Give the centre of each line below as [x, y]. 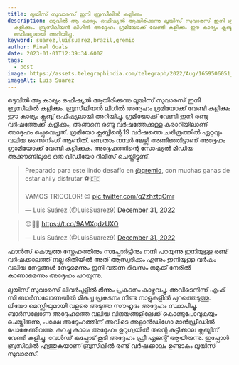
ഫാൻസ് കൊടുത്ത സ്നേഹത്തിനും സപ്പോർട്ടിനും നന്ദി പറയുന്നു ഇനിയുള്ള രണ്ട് [118, 252]
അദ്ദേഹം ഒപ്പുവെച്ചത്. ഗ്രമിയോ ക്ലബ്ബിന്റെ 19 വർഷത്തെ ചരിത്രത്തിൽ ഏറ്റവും [115, 132]
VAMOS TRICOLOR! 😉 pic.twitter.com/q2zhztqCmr [100, 196]
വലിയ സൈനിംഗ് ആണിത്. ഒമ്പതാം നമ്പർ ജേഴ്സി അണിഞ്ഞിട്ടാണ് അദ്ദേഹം [116, 140]
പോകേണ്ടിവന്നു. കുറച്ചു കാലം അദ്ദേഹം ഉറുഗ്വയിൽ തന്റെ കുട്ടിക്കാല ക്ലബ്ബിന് [113, 330]
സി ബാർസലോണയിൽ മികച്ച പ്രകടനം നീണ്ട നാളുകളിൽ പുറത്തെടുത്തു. [109, 298]
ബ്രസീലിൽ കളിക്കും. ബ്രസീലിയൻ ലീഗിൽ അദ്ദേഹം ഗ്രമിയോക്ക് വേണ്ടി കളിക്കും [119, 108]
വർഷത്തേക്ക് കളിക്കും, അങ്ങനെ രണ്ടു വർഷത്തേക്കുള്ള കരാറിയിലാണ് [108, 125]
